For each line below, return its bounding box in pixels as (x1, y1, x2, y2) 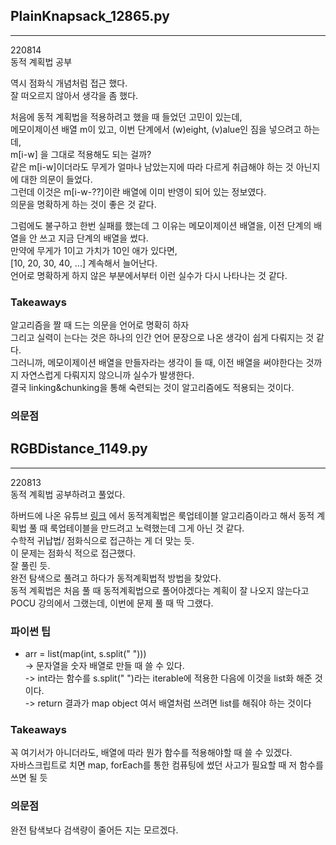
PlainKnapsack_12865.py (10, 8, 170, 25)
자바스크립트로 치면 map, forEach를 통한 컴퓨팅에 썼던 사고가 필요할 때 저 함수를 (10, 759, 324, 771)
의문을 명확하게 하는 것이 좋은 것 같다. (10, 198, 157, 210)
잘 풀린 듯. (10, 559, 51, 571)
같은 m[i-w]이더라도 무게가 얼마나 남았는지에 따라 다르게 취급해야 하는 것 (10, 160, 294, 173)
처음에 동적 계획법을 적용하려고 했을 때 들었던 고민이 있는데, (10, 110, 243, 123)
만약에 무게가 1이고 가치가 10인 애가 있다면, (10, 244, 178, 256)
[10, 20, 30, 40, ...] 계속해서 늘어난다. (10, 257, 158, 269)
